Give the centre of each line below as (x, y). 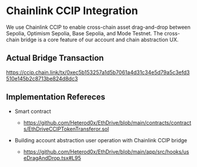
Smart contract (33, 111)
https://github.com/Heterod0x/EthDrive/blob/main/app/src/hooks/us (106, 152)
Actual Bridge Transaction (55, 58)
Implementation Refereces (56, 97)
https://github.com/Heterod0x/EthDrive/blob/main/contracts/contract (107, 122)
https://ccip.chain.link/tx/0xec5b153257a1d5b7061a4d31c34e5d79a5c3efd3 (98, 72)
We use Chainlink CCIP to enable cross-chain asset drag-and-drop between (98, 27)
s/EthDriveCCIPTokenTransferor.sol (66, 129)
